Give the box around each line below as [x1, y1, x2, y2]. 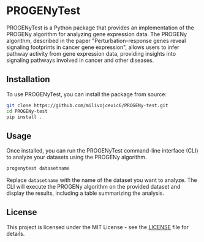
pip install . [6, 114, 43, 120]
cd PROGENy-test [6, 108, 48, 114]
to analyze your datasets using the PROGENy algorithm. [6, 154, 147, 161]
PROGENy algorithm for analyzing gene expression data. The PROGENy [6, 30, 187, 37]
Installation [6, 74, 50, 85]
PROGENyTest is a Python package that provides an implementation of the [6, 24, 194, 31]
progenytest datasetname [6, 165, 70, 172]
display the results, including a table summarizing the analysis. [6, 189, 164, 197]
